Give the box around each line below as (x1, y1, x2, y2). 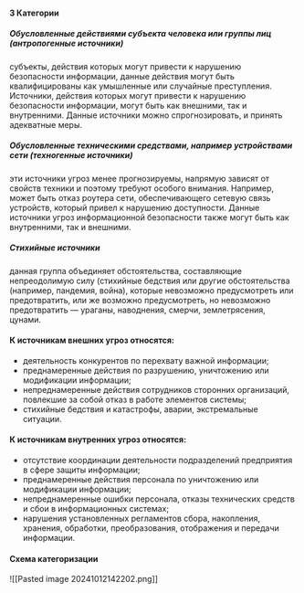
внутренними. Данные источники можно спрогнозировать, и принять (9, 110, 283, 121)
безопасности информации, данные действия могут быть (9, 70, 236, 81)
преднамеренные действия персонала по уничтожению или (22, 473, 259, 484)
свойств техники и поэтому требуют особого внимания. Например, (9, 183, 274, 194)
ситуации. (22, 413, 62, 424)
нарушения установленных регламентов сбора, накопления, (22, 513, 261, 524)
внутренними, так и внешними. (9, 221, 131, 232)
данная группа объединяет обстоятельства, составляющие (9, 265, 242, 276)
